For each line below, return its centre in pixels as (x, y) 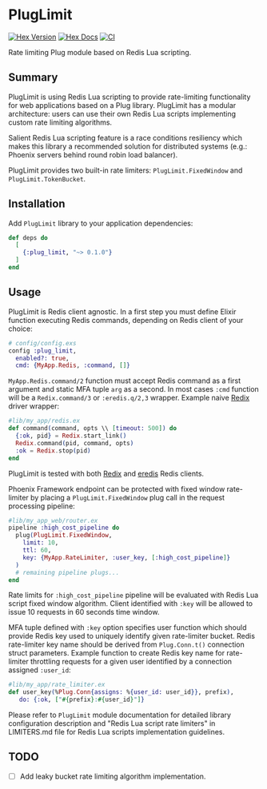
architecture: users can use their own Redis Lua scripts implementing (122, 114)
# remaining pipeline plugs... (68, 572)
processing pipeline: (42, 506)
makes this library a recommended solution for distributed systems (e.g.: (128, 146)
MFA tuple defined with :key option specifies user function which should (128, 628)
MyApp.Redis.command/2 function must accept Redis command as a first (125, 381)
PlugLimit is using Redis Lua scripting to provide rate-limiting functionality (130, 97)
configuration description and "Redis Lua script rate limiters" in (112, 723)
